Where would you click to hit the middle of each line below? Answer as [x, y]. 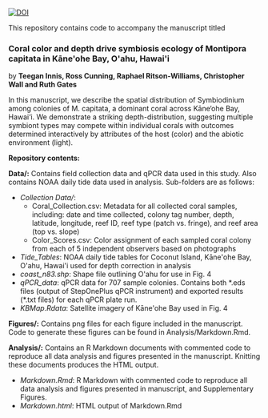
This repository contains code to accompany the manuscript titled [117, 28]
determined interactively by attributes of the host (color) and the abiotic [126, 134]
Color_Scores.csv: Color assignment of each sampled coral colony [142, 240]
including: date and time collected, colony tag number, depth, [133, 215]
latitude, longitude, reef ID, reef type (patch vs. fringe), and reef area [145, 223]
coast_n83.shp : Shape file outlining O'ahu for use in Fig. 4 [116, 274]
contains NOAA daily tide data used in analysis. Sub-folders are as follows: [131, 182]
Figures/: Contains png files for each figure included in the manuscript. [126, 324]
